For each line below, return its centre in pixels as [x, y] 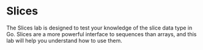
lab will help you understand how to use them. [64, 40]
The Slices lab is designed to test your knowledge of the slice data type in [99, 28]
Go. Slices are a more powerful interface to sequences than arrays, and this [102, 34]
